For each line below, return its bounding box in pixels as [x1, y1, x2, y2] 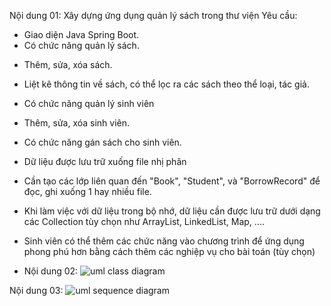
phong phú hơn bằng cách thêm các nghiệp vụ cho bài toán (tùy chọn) [23, 246, 316, 257]
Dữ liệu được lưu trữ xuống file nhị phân [23, 156, 187, 167]
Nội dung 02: [23, 265, 79, 277]
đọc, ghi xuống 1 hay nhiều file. [23, 186, 152, 197]
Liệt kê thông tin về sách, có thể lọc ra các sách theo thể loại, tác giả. [23, 78, 310, 90]
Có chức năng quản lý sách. [23, 40, 140, 51]
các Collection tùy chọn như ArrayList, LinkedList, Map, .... [23, 216, 265, 227]
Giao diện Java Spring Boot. [23, 29, 140, 40]
